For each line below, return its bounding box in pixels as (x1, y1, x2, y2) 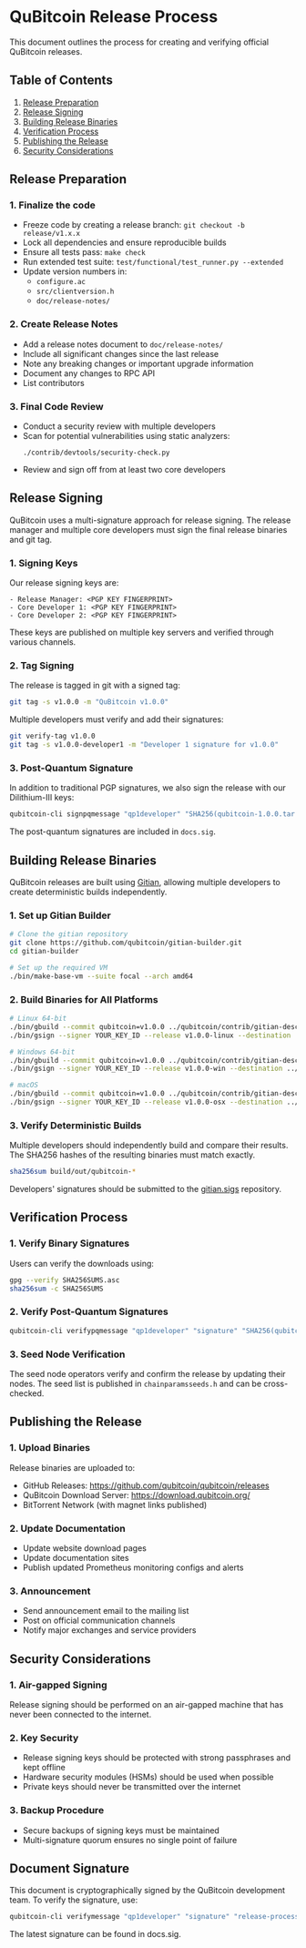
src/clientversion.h (36, 287, 115, 297)
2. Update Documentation (9, 1522, 126, 1535)
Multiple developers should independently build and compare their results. (9, 1140, 289, 1151)
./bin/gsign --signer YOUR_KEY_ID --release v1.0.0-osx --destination (9, 1097, 283, 1107)
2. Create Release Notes (9, 318, 118, 331)
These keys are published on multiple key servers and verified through (9, 627, 275, 638)
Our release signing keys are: (9, 577, 119, 588)
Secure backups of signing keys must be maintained (22, 1824, 220, 1836)
